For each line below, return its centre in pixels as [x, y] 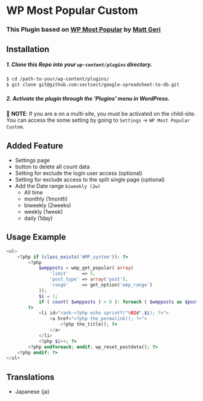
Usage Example [36, 237]
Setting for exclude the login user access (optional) [79, 173]
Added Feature [35, 146]
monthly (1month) [46, 199]
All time [34, 192]
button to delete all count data [52, 167]
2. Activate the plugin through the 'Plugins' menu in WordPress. [88, 98]
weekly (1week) [43, 212]
